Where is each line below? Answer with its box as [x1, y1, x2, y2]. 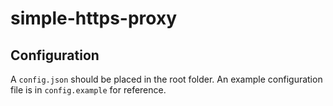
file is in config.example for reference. [10, 84, 167, 96]
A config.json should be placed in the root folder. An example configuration [10, 73, 323, 85]
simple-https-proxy [10, 7, 177, 30]
